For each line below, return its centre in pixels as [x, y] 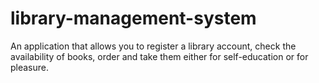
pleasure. [30, 67]
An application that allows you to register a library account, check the [153, 46]
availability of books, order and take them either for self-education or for [159, 56]
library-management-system [133, 18]
